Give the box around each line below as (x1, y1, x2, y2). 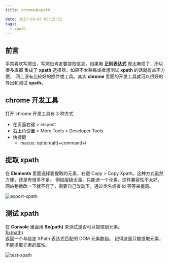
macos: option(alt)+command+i (20, 139, 86, 145)
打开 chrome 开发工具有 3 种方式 (5, 110, 74, 116)
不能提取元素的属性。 (5, 242, 50, 248)
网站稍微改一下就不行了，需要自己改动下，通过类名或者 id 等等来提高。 (5, 183, 154, 189)
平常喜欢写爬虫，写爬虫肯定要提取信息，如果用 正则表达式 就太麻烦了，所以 (5, 61, 163, 67)
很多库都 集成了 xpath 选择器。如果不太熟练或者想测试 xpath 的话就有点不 (5, 67, 161, 73)
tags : (5, 21, 17, 26)
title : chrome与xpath (5, 7, 50, 13)
